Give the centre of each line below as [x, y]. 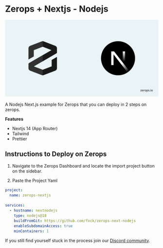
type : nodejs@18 [30, 216]
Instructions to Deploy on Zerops [56, 154]
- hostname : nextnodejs [33, 210]
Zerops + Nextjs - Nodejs [57, 9]
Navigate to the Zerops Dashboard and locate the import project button [83, 166]
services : [15, 206]
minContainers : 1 [31, 231]
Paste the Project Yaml [35, 180]
